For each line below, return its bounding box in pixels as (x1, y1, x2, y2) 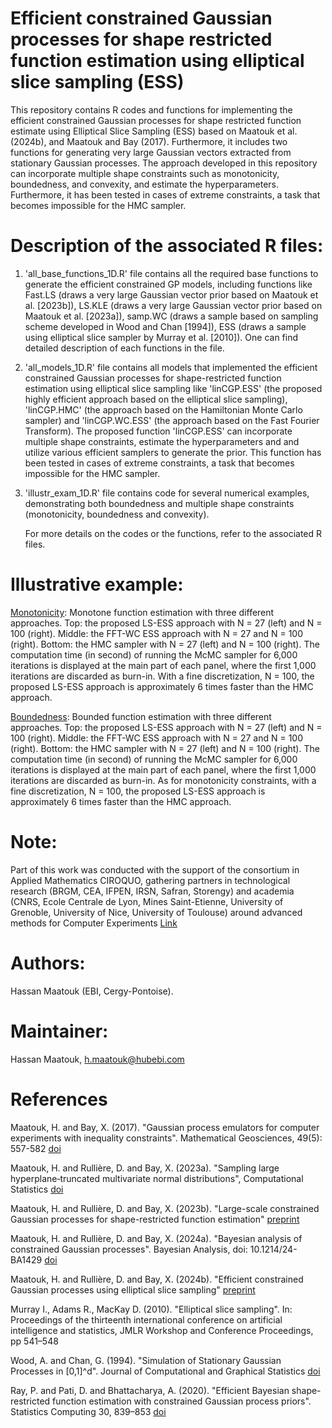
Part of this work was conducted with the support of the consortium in (10, 863, 300, 876)
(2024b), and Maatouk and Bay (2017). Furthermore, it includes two (10, 135, 288, 147)
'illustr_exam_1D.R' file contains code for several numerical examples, (24, 487, 310, 499)
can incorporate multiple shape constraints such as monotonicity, (10, 167, 280, 179)
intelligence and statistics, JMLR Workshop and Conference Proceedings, (10, 1324, 314, 1336)
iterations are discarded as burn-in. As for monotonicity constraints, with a (10, 774, 317, 786)
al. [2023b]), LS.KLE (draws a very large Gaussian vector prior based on (24, 299, 323, 311)
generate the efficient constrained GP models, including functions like (24, 278, 313, 290)
